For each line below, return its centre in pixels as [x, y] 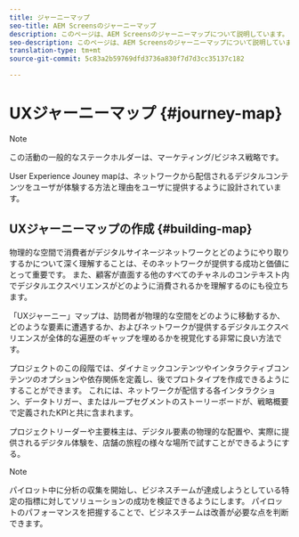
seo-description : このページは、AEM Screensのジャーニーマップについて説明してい [148, 42]
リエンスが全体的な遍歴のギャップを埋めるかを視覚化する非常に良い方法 [141, 338]
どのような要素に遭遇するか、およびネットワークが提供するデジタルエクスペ [149, 327]
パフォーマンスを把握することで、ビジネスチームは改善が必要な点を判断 [157, 512]
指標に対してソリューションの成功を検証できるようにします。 [137, 500]
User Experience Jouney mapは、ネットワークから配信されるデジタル [137, 175]
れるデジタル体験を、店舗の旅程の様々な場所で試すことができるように [153, 443]
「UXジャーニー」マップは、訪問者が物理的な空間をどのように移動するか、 [147, 315]
